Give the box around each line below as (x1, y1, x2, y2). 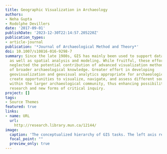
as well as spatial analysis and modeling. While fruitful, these (9, 58, 150, 63)
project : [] (5, 90, 30, 95)
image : (5, 127, 19, 132)
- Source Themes (5, 100, 39, 105)
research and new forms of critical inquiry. (9, 85, 106, 91)
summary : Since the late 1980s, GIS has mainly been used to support (5, 53, 153, 59)
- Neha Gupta (5, 16, 32, 21)
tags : (5, 95, 16, 100)
